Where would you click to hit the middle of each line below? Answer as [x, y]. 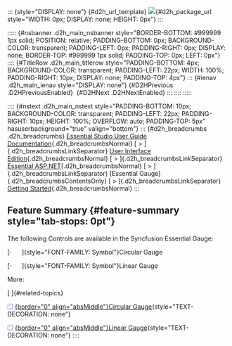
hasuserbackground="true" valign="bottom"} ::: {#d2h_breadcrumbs [107, 129]
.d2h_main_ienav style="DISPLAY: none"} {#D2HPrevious [90, 85]
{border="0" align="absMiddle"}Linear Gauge [81, 328]
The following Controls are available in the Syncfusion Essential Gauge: [110, 238]
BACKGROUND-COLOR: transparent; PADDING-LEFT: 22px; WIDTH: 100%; [116, 70]
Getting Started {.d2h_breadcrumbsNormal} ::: [73, 188]
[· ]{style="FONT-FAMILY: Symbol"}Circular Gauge [85, 252]
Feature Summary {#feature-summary [94, 211]
